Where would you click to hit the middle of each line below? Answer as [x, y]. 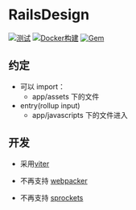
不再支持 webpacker [54, 180]
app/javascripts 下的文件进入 [80, 115]
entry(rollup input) [50, 105]
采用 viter [35, 164]
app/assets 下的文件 [66, 96]
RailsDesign [49, 15]
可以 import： [43, 87]
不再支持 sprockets [52, 197]
